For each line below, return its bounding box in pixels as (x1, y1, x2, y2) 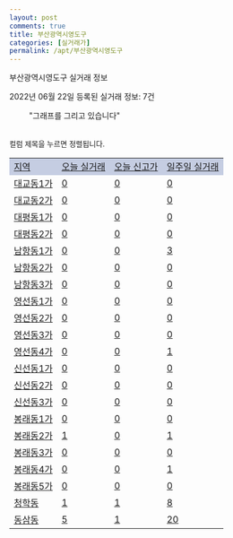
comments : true (9, 22, 66, 30)
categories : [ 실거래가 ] (9, 38, 91, 48)
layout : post (9, 13, 58, 22)
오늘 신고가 (114, 161, 159, 173)
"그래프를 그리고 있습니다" (29, 110, 121, 121)
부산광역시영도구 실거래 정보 (9, 73, 108, 83)
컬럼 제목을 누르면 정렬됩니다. (9, 139, 106, 149)
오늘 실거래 (61, 161, 106, 173)
